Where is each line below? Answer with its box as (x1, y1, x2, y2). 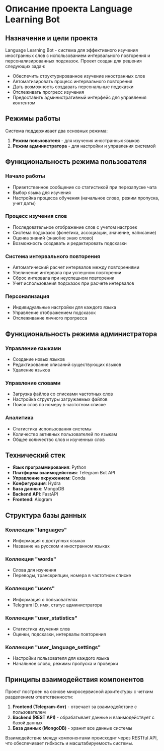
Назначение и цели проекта (5, 34, 98, 42)
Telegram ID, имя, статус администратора (12, 602, 103, 608)
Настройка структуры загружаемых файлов (12, 396, 108, 402)
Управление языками (5, 345, 61, 352)
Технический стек (5, 451, 65, 460)
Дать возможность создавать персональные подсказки (12, 84, 134, 90)
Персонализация (5, 293, 50, 300)
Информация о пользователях (12, 596, 78, 602)
